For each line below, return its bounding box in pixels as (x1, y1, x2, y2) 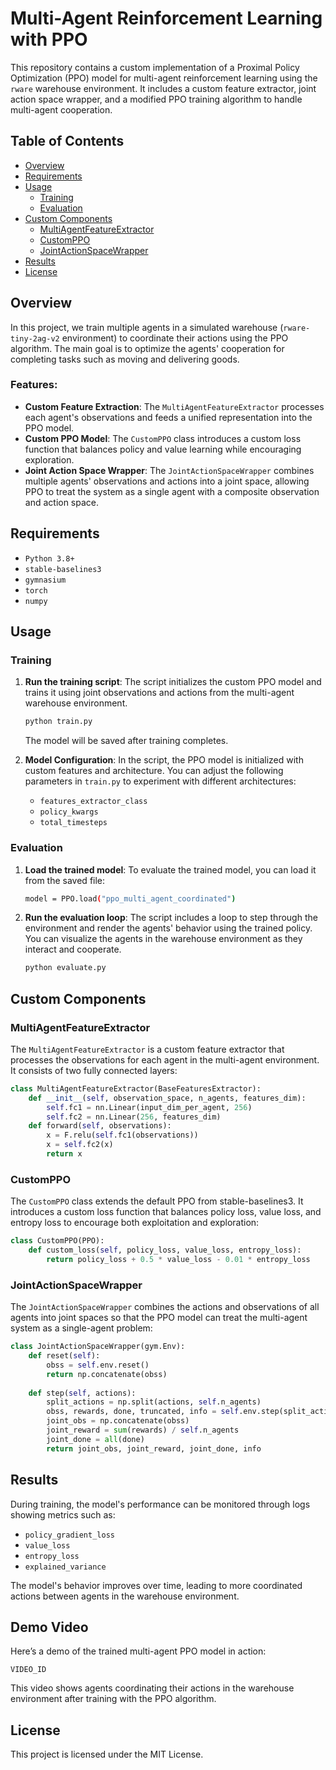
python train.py (24, 717, 93, 727)
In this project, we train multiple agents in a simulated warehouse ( (10, 321, 284, 333)
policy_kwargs (39, 807, 99, 817)
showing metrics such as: (10, 1508, 116, 1521)
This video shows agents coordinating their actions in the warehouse (10, 1682, 295, 1694)
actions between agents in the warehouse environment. (10, 1590, 240, 1602)
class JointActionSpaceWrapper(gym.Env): (10, 1342, 186, 1352)
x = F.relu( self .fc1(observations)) (46, 1130, 199, 1141)
